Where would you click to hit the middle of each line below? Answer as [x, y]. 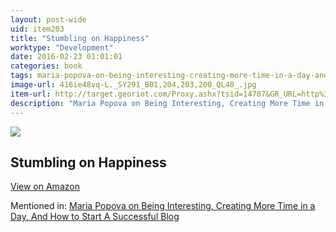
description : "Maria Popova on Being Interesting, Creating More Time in [167, 103]
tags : [21, 76]
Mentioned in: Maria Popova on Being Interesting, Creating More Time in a [163, 206]
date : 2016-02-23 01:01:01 [66, 57]
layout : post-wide [48, 19]
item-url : [31, 94]
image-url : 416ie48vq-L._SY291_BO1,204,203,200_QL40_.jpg [133, 85]
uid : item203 [37, 29]
